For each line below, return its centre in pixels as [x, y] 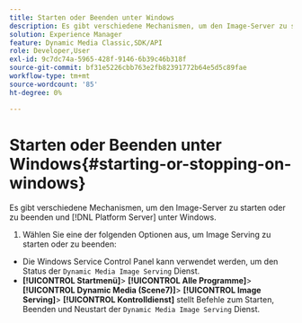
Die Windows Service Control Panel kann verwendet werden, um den [150, 262]
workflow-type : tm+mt [50, 76]
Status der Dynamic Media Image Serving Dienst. [111, 271]
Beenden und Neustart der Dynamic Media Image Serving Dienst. [141, 310]
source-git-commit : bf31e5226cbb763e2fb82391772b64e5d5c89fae [128, 68]
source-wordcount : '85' [54, 84]
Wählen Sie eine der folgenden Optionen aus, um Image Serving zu [147, 235]
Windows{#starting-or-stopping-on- [151, 164]
